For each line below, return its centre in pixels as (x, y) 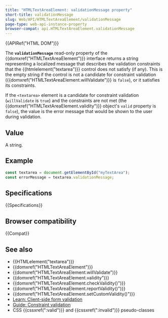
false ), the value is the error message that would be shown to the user (79, 112)
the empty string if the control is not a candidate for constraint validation (81, 75)
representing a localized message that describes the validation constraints (83, 64)
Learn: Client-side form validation (47, 299)
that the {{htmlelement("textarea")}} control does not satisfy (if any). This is (84, 69)
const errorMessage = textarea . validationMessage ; (60, 177)
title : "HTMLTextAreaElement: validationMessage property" (69, 10)
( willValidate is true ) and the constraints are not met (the (66, 101)
